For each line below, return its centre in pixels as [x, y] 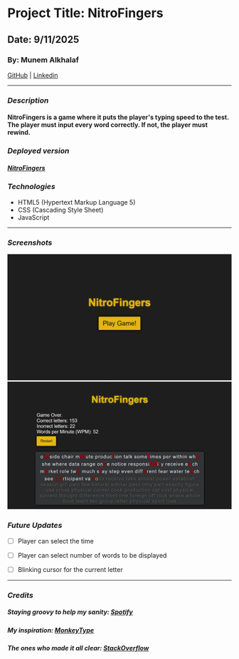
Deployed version [38, 151]
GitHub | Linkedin [33, 75]
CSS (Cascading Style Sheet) [60, 210]
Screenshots [30, 242]
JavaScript [33, 217]
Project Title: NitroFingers [85, 13]
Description [28, 100]
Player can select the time [55, 541]
